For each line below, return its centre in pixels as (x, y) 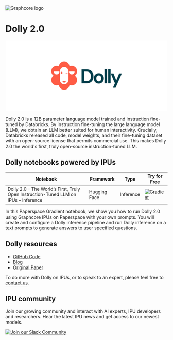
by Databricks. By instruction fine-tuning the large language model (89, 124)
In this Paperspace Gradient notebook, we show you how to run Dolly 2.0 (83, 211)
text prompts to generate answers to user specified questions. (71, 228)
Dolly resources (31, 244)
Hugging (98, 192)
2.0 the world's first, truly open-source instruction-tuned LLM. (71, 146)
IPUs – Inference (25, 200)
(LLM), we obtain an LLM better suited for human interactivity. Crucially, (81, 130)
